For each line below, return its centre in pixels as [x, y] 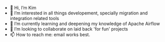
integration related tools [34, 18]
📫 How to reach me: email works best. [50, 34]
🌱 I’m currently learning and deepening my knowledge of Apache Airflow [85, 23]
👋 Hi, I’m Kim [23, 8]
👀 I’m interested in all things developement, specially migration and [79, 13]
